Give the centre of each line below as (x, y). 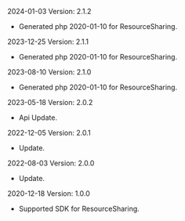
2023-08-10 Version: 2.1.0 (49, 72)
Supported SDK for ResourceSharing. (79, 208)
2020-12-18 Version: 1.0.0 (49, 194)
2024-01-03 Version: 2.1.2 (49, 11)
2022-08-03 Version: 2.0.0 (51, 163)
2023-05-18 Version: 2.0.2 (50, 102)
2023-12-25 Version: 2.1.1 (48, 42)
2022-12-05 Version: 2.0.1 (49, 133)
